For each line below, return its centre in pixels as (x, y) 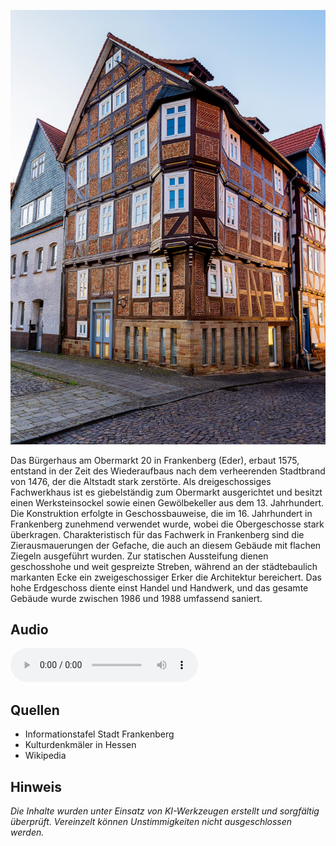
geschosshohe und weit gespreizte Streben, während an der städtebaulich (164, 566)
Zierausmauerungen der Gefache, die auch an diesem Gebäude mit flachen (166, 545)
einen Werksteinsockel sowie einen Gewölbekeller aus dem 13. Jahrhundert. (167, 502)
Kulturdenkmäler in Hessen (80, 745)
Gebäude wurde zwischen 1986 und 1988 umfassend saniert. (136, 598)
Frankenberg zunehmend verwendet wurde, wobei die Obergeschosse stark (167, 524)
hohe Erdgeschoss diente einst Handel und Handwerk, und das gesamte (159, 587)
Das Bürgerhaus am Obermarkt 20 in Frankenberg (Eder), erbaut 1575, (155, 460)
